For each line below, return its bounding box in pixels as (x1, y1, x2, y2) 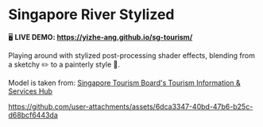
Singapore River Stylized (8, 6, 175, 24)
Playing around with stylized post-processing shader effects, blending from (8, 50, 256, 60)
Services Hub (8, 86, 53, 96)
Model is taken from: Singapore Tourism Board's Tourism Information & (8, 78, 241, 87)
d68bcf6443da (8, 110, 58, 120)
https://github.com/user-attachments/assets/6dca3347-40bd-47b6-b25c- (8, 102, 253, 111)
